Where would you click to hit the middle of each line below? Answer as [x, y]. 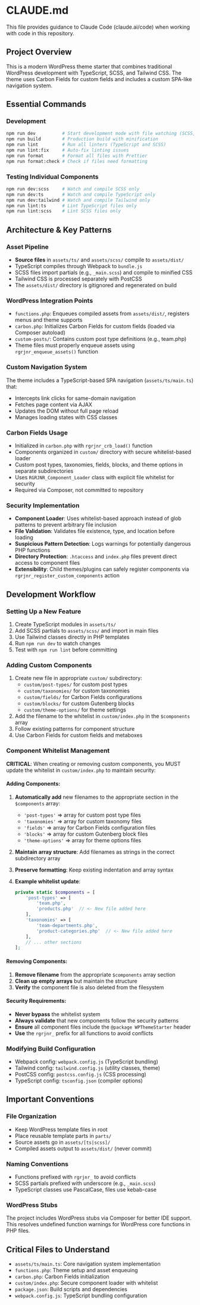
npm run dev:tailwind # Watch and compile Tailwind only [78, 200]
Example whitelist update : [48, 881]
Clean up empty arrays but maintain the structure [76, 981]
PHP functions [32, 550]
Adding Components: [33, 784]
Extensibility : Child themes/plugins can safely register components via [102, 569]
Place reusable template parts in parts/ [63, 1135]
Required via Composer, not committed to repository [79, 490]
